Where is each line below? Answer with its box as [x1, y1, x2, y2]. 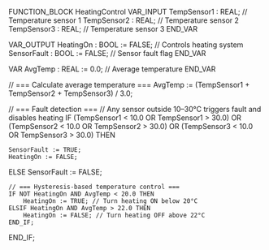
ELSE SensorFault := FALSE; [8, 167, 102, 177]
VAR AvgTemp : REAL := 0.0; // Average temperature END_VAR [8, 64, 216, 74]
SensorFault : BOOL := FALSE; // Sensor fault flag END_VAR [8, 49, 206, 58]
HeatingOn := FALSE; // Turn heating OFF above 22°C [23, 211, 206, 219]
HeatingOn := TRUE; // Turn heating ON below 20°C [23, 197, 198, 205]
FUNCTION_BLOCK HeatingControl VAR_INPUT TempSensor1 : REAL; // [8, 7, 248, 16]
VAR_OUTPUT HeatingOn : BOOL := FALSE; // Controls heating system [8, 40, 244, 50]
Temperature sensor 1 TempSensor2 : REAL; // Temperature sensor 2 [8, 15, 240, 25]
